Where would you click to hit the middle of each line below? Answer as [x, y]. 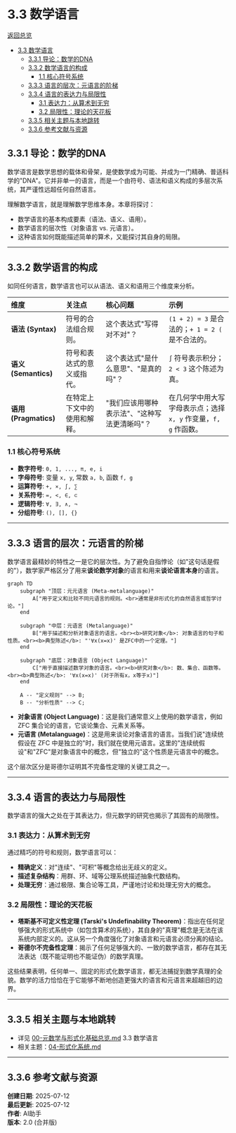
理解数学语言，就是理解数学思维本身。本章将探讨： [81, 204]
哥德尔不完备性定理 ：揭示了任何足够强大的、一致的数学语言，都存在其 [119, 948]
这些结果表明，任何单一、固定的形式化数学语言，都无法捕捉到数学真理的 [112, 971]
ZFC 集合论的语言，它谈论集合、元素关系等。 [83, 725]
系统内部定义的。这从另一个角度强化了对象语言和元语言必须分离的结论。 [122, 939]
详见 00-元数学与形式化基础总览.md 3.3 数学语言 [88, 1037]
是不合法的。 [190, 339]
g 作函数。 [185, 429]
